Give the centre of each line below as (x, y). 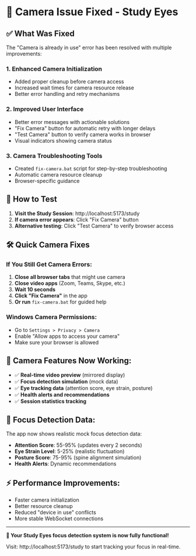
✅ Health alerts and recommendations (62, 395)
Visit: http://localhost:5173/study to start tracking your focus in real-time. (93, 547)
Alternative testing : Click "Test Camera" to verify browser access (94, 226)
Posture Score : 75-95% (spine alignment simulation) (78, 458)
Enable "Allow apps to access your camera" (67, 336)
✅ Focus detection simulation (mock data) (66, 381)
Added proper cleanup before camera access (69, 82)
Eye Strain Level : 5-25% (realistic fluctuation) (69, 451)
